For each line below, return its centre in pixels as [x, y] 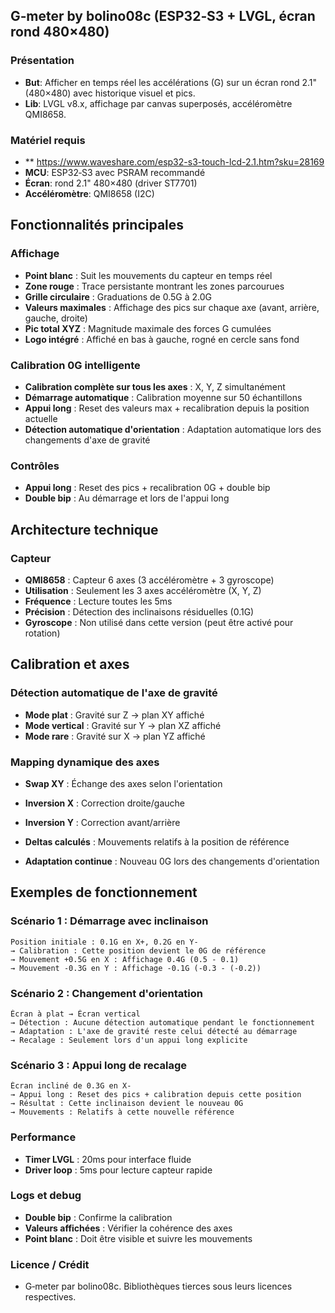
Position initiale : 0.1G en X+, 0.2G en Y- [104, 942]
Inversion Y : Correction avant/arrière [102, 822]
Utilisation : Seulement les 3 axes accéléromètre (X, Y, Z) [143, 590]
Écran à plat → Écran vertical [75, 1014]
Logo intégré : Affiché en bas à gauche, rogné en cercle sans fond [162, 339]
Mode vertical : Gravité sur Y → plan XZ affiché [123, 725]
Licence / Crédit [50, 1264]
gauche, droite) [56, 318]
